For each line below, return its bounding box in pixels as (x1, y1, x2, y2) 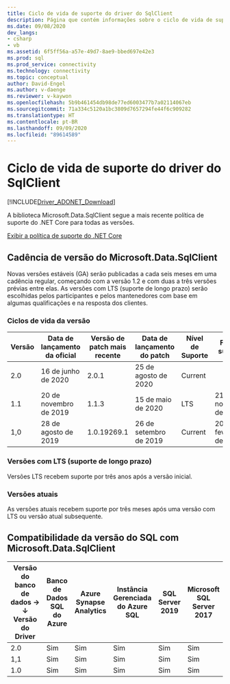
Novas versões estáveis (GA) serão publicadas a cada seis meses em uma (7, 270, 217, 278)
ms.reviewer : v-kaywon (7, 93, 72, 100)
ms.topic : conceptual (7, 73, 69, 81)
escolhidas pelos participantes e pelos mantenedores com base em (7, 292, 198, 300)
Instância (116, 584, 149, 594)
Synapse (75, 597, 105, 607)
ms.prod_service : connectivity (7, 61, 97, 68)
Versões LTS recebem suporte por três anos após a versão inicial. (7, 472, 193, 480)
